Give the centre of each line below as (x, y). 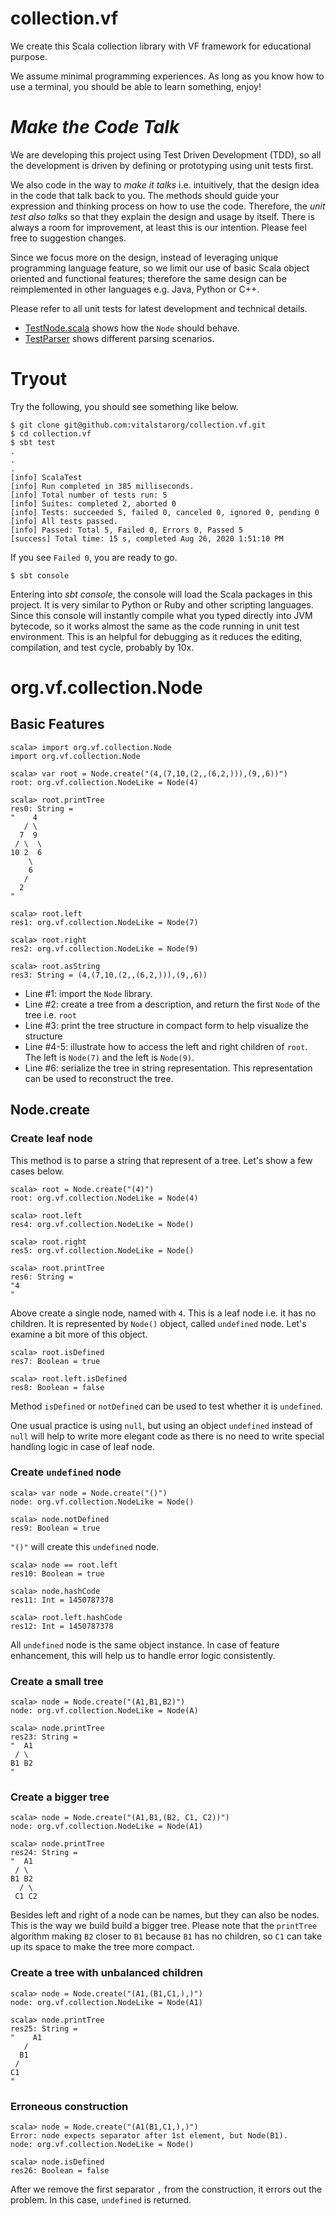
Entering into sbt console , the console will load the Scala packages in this (161, 594)
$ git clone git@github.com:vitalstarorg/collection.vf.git (138, 425)
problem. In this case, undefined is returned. (101, 2199)
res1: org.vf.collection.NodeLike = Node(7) (104, 922)
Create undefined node (66, 1472)
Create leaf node (51, 1139)
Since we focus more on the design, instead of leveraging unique (144, 257)
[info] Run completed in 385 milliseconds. (102, 486)
